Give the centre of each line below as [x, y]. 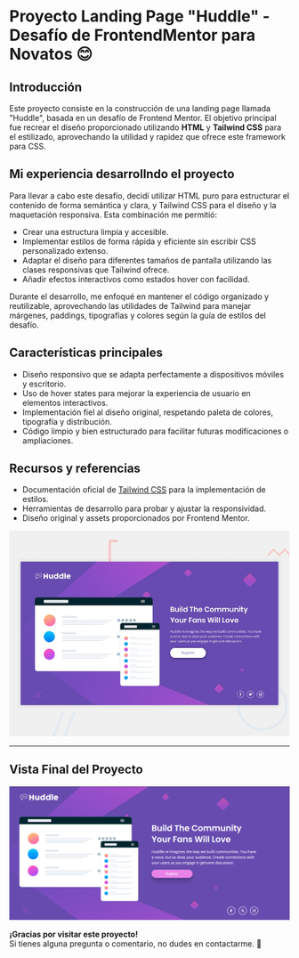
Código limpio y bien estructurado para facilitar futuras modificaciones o [155, 431]
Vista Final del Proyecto [77, 770]
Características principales [86, 353]
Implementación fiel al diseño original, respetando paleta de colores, [148, 412]
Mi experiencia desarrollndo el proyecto [122, 174]
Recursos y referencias [75, 469]
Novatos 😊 [51, 54]
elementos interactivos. [65, 402]
